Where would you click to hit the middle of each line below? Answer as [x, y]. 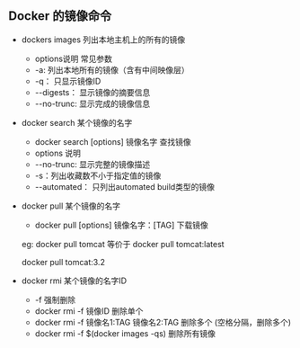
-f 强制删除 [55, 299]
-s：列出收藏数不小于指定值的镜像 [98, 175]
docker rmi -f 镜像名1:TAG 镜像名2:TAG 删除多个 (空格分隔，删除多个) [163, 322]
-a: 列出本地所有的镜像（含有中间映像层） [112, 69]
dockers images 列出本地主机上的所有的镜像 [103, 40]
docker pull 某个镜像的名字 [71, 206]
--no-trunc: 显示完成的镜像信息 [92, 103]
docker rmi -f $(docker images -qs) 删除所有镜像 [125, 333]
